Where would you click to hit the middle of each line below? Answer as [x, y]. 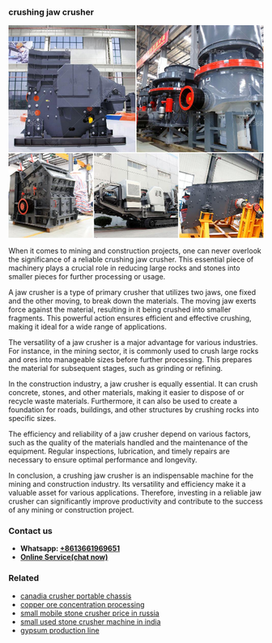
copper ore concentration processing [82, 604]
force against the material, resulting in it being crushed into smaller [120, 309]
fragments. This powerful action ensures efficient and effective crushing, [130, 317]
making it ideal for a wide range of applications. [88, 326]
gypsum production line [59, 630]
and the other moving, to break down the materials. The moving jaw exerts [132, 300]
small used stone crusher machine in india [90, 621]
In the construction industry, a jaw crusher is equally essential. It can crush [133, 384]
